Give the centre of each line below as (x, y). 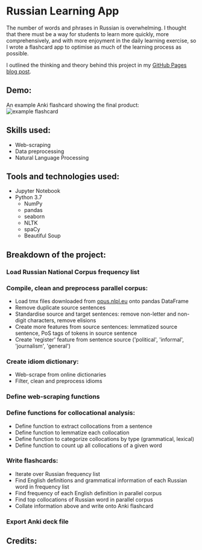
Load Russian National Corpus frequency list (73, 272)
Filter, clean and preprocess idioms (58, 381)
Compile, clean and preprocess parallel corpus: (77, 288)
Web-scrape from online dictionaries (61, 375)
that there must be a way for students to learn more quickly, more (87, 34)
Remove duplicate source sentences (60, 307)
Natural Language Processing (52, 157)
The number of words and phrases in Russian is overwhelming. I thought (96, 28)
